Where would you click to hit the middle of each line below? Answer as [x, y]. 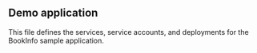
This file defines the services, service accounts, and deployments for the [129, 32]
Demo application [53, 13]
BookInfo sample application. [56, 40]
